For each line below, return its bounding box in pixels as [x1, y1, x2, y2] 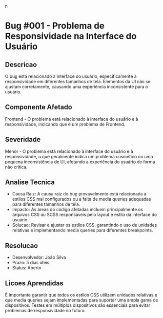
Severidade [5, 135, 41, 144]
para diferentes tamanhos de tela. [12, 201, 81, 207]
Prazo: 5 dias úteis [12, 260, 50, 266]
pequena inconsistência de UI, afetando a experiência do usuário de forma [5, 159, 155, 165]
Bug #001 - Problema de [5, 21, 105, 31]
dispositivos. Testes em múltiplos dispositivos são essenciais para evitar [5, 302, 150, 308]
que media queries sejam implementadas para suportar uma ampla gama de [5, 297, 159, 303]
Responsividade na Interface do [5, 31, 137, 42]
